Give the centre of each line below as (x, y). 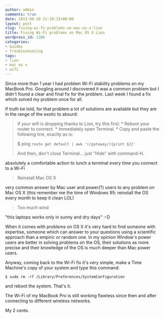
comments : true (21, 14)
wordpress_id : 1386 (25, 38)
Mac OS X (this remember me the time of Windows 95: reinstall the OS (77, 193)
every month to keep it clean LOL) (40, 198)
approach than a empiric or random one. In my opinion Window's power (78, 237)
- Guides (14, 46)
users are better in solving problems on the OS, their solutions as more (77, 242)
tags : (11, 56)
